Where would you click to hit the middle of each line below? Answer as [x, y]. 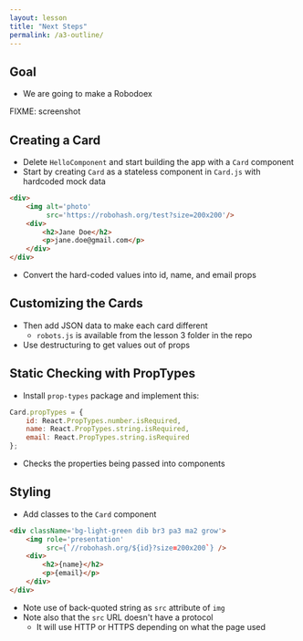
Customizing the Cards [76, 303]
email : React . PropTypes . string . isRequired [108, 438]
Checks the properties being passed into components [124, 463]
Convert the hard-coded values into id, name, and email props [140, 275]
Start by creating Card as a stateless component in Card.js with [141, 171]
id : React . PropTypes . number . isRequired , [104, 420]
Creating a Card [55, 140]
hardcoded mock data [64, 181]
